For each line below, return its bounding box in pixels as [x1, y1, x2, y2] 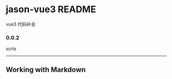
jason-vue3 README [6, 4, 96, 15]
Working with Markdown [6, 65, 86, 74]
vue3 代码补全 [6, 21, 36, 27]
